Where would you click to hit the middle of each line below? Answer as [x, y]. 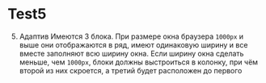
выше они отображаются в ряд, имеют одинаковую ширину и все [133, 44]
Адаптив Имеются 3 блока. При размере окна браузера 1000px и [131, 36]
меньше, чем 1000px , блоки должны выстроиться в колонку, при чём [139, 62]
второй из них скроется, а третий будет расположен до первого [131, 70]
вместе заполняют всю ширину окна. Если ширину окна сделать [131, 53]
